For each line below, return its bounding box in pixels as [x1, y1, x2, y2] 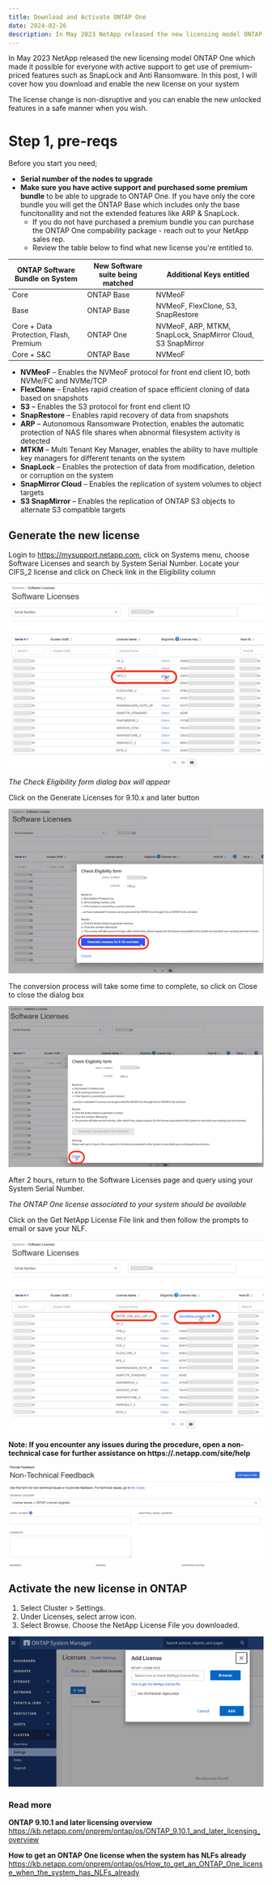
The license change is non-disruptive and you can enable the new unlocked [8, 95, 261, 104]
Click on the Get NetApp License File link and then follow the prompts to [8, 1215, 249, 1225]
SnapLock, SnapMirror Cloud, [155, 329, 254, 339]
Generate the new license [8, 529, 140, 542]
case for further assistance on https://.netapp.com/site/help [41, 1448, 251, 1458]
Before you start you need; [8, 159, 98, 168]
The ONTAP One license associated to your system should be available [8, 1199, 247, 1209]
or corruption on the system [19, 470, 114, 481]
